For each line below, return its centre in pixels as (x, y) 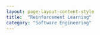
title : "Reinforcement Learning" (49, 17)
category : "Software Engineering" (49, 23)
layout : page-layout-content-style (50, 12)
